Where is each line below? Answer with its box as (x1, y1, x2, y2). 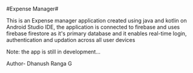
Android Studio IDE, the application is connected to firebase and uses (6, 24, 180, 30)
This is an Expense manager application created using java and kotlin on (6, 17, 187, 24)
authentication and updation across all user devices (6, 36, 135, 43)
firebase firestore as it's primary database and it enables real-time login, (6, 30, 187, 37)
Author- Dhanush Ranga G (6, 60, 72, 67)
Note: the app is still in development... (6, 48, 101, 55)
